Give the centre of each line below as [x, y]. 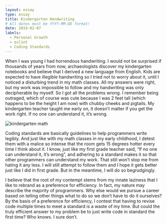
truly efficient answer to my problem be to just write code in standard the [80, 212]
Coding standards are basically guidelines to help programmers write [76, 133]
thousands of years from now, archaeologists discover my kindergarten [79, 66]
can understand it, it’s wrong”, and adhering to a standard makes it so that [81, 154]
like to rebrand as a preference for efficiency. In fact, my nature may [75, 185]
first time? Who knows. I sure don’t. [42, 217]
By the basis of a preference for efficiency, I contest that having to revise [80, 201]
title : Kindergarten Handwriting [40, 19]
